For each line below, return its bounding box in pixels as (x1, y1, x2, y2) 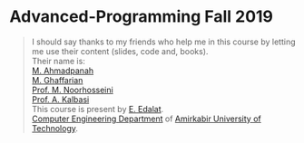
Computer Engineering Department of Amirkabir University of (31, 113, 261, 124)
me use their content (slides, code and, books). (31, 45, 209, 56)
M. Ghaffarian (31, 74, 83, 85)
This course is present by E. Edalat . (31, 103, 164, 114)
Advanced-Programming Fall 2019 (9, 6, 274, 27)
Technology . (31, 122, 79, 133)
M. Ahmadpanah (31, 65, 94, 76)
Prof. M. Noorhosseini (31, 84, 113, 95)
